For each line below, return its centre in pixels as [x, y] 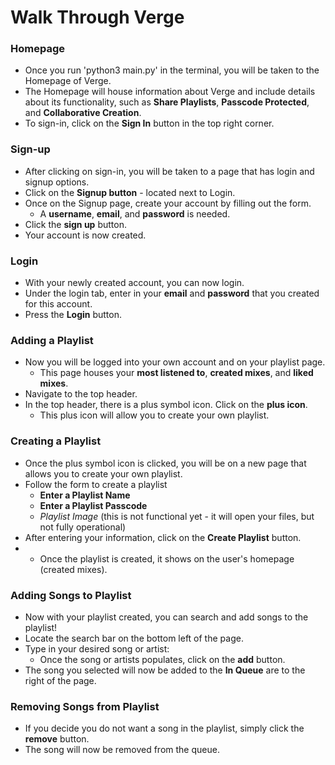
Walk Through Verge [97, 17]
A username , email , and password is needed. [135, 213]
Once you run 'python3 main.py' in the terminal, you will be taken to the [172, 70]
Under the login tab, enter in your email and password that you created [172, 293]
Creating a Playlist [56, 441]
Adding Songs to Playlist [71, 595]
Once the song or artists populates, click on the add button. [162, 659]
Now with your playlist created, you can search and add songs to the [166, 617]
